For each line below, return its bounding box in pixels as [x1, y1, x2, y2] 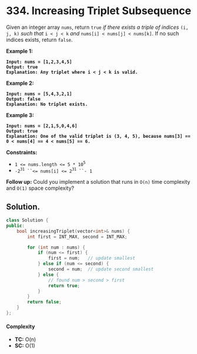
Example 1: [6, 47, 34, 54]
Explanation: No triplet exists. [6, 101, 88, 107]
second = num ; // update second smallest [48, 266, 154, 272]
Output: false [6, 96, 41, 102]
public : [6, 223, 25, 229]
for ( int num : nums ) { [27, 244, 85, 250]
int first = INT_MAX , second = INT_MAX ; [27, 234, 128, 240]
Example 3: [6, 111, 34, 118]
